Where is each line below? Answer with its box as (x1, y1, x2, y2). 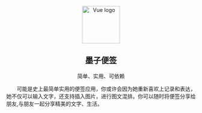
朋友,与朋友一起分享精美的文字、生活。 (6, 100, 103, 107)
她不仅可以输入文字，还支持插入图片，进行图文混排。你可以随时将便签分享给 (6, 93, 196, 100)
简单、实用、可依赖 (77, 72, 125, 80)
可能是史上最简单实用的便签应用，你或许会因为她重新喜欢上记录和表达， (17, 85, 196, 92)
